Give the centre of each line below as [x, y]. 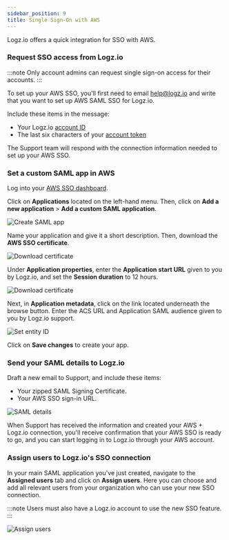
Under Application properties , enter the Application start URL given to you [115, 270]
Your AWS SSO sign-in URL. [57, 399]
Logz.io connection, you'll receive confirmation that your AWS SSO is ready [114, 432]
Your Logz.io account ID [51, 127]
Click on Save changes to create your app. [68, 345]
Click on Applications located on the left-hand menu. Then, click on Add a [113, 201]
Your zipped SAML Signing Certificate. [72, 391]
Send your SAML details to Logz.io [66, 363]
